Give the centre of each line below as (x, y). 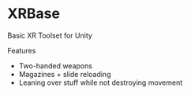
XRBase (34, 14)
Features (22, 50)
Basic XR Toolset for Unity (50, 35)
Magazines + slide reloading (65, 74)
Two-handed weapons (55, 66)
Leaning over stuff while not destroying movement (101, 82)
